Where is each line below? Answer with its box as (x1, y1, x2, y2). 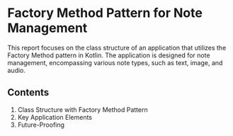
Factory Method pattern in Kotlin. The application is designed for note (7, 51, 210, 59)
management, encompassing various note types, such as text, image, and (7, 58, 223, 67)
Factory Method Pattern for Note (7, 5, 203, 21)
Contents (7, 86, 50, 98)
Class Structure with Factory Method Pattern (17, 105, 148, 114)
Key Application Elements (17, 113, 92, 121)
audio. (7, 66, 26, 74)
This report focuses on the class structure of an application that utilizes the (7, 43, 227, 52)
